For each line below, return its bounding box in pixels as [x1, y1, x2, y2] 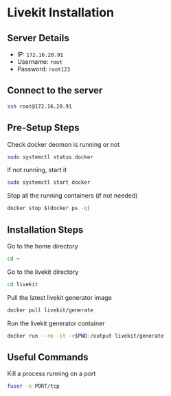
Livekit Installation [7, 5, 115, 21]
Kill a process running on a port [7, 369, 96, 378]
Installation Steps [7, 224, 84, 235]
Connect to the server [7, 84, 103, 97]
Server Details [7, 32, 70, 44]
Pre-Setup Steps [7, 122, 80, 134]
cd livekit [7, 281, 38, 288]
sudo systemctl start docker [7, 179, 91, 186]
